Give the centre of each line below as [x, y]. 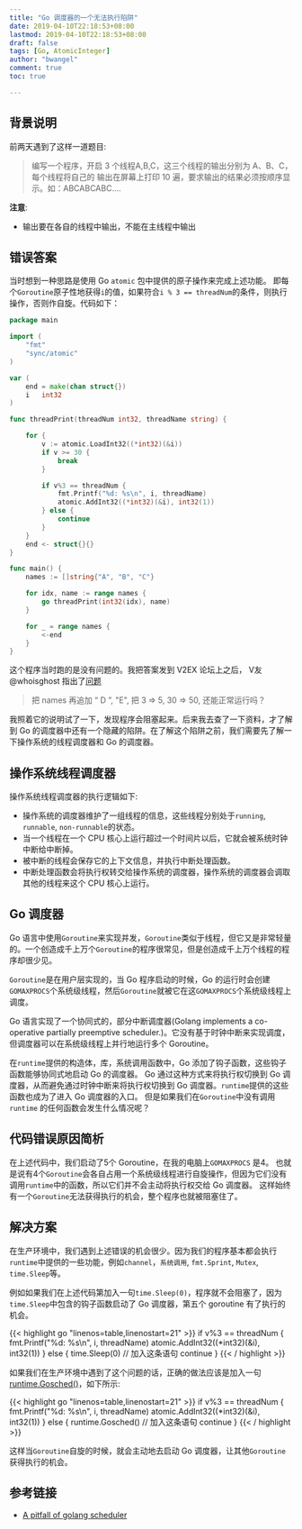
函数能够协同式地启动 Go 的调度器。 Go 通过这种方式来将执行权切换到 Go [145, 1074]
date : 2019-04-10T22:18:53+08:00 [72, 26]
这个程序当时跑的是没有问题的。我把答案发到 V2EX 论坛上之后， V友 [136, 670]
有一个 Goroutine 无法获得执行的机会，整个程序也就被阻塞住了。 [126, 1196]
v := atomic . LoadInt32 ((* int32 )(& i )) [112, 444]
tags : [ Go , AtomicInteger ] [60, 51]
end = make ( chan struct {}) [76, 387]
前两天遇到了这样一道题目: [58, 146]
